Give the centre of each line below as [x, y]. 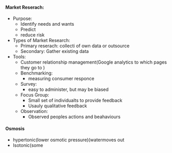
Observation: [34, 111]
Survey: [28, 84]
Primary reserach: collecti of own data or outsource [75, 46]
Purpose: [22, 18]
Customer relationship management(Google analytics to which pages [93, 62]
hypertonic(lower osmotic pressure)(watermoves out [69, 140]
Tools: [19, 57]
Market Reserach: [25, 7]
